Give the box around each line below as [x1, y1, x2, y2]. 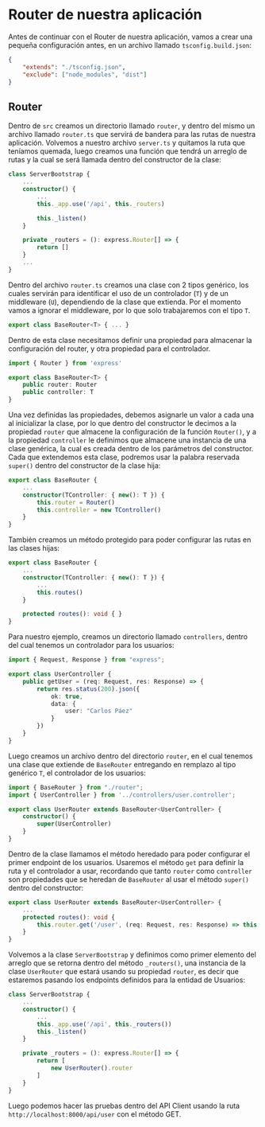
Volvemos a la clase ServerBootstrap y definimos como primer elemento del [8, 950, 256, 960]
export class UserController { [8, 670, 112, 678]
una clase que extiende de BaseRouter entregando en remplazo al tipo [8, 759, 236, 769]
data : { [50, 700, 77, 708]
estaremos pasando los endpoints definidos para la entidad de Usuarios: [8, 975, 246, 985]
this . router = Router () [36, 498, 115, 506]
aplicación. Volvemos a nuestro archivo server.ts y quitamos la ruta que [8, 138, 246, 148]
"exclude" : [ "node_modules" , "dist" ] [22, 70, 148, 79]
